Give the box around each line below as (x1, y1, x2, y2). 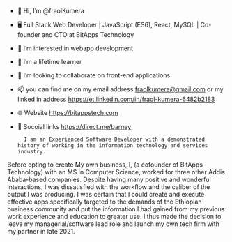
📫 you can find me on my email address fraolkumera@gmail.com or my (17, 85, 224, 93)
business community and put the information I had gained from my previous (7, 205, 225, 213)
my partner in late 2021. (7, 227, 75, 235)
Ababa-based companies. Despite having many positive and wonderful (7, 175, 211, 183)
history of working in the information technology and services (17, 142, 208, 149)
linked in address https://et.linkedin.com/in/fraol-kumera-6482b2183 (17, 95, 215, 103)
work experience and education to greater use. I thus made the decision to (7, 213, 222, 220)
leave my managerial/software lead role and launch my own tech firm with (7, 220, 219, 228)
